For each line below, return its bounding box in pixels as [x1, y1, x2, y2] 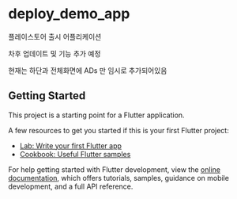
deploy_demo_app [8, 5, 130, 23]
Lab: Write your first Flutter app [19, 140, 122, 151]
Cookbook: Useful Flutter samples [19, 149, 131, 159]
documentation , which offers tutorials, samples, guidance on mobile [8, 173, 229, 182]
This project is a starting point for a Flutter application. [8, 110, 185, 120]
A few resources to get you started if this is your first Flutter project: [8, 125, 229, 135]
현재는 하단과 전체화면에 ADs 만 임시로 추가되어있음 [8, 65, 167, 75]
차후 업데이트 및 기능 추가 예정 [8, 48, 101, 58]
